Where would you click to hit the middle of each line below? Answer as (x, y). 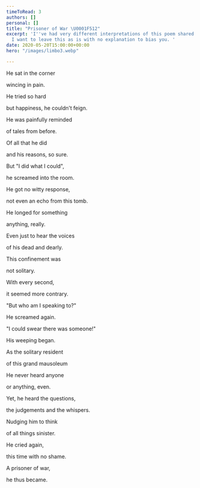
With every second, (30, 282)
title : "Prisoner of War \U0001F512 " (53, 28)
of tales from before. (31, 131)
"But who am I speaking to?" (41, 305)
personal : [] (22, 23)
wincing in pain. (26, 85)
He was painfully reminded (39, 119)
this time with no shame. (37, 456)
